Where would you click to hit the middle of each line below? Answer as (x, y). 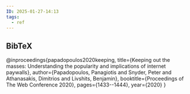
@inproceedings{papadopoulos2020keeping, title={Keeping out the (88, 60)
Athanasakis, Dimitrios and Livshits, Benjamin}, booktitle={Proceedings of (95, 79)
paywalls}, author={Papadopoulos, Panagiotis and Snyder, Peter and (89, 72)
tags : (13, 17)
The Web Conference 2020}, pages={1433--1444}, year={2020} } (86, 85)
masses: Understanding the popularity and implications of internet (86, 66)
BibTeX (19, 46)
